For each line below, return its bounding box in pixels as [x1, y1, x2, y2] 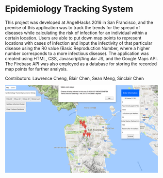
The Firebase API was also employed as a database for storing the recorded [5, 61, 157, 67]
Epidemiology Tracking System [5, 3, 133, 15]
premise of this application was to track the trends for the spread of [5, 24, 140, 30]
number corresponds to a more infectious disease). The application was [5, 50, 149, 56]
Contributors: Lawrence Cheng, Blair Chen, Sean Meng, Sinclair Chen [5, 75, 144, 81]
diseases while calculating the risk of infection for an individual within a [5, 30, 147, 36]
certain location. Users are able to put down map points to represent [5, 35, 142, 41]
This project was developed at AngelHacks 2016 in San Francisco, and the [5, 19, 154, 25]
